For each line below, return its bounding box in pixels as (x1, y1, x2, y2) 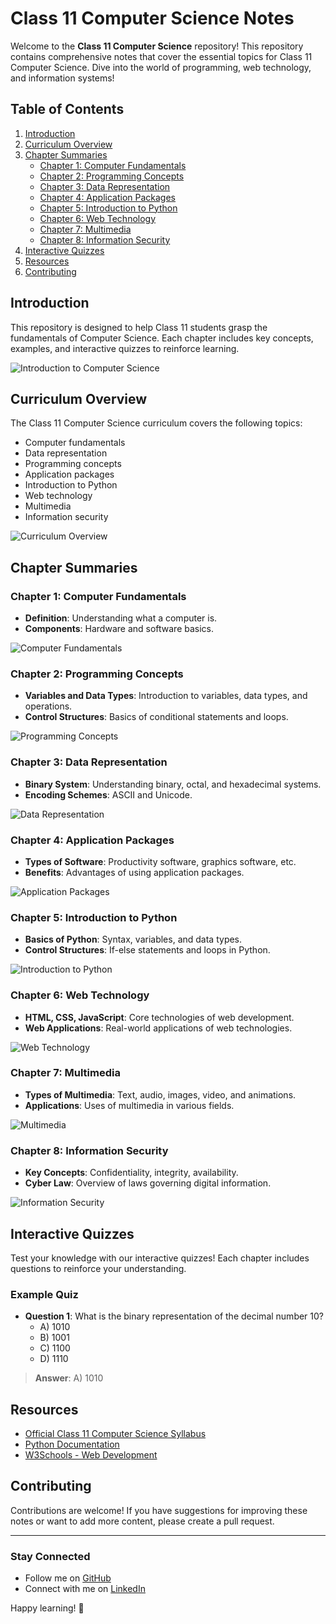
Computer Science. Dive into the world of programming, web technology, (10, 61, 312, 73)
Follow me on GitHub (24, 1572, 112, 1584)
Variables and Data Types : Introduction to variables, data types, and (24, 690, 308, 702)
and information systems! (10, 72, 115, 84)
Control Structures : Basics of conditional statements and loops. (24, 711, 289, 723)
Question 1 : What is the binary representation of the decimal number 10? (24, 1310, 325, 1322)
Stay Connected (10, 1549, 91, 1563)
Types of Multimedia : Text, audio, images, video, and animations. (24, 1088, 297, 1101)
